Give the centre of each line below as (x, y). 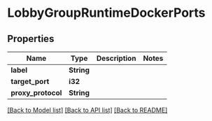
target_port (30, 81)
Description (116, 58)
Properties (31, 39)
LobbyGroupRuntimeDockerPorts (106, 13)
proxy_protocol (36, 93)
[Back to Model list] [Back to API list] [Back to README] (87, 110)
